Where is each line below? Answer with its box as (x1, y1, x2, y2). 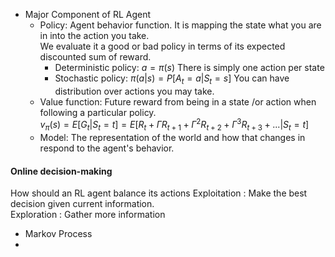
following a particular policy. (39, 106, 157, 118)
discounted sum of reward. (39, 51, 152, 63)
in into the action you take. (39, 30, 150, 41)
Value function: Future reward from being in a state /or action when (39, 95, 317, 108)
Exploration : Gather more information (10, 209, 166, 221)
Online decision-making (10, 165, 113, 177)
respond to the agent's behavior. (39, 142, 175, 154)
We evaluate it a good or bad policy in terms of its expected (39, 40, 286, 52)
